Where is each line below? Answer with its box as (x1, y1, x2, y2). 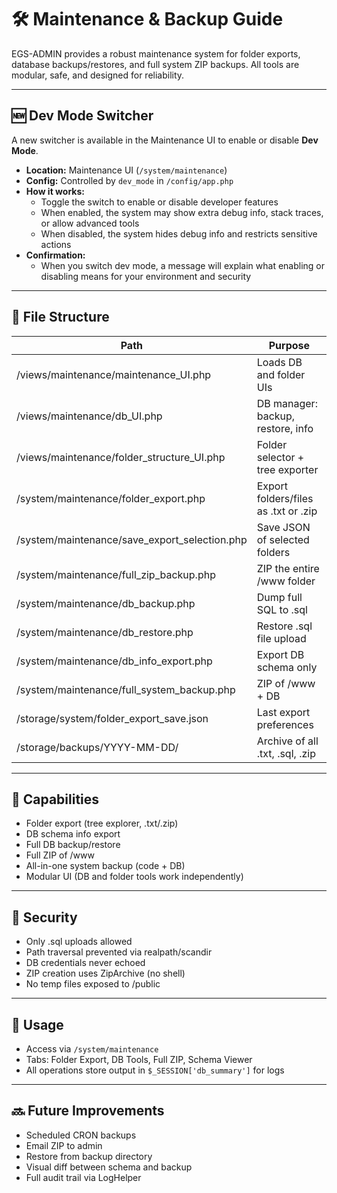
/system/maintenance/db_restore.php (16, 625, 194, 639)
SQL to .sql (256, 602, 308, 616)
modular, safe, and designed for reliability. (11, 69, 185, 81)
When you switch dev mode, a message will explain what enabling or (40, 259, 326, 271)
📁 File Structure (11, 309, 110, 326)
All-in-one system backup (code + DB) (25, 860, 186, 872)
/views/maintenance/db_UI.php (16, 409, 163, 423)
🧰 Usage (11, 1016, 64, 1033)
